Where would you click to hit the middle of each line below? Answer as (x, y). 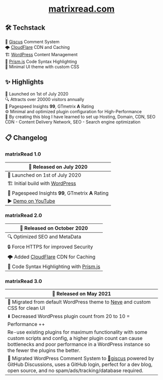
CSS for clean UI (26, 308)
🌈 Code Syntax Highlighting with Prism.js (54, 266)
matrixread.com (81, 9)
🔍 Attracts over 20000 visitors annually (45, 99)
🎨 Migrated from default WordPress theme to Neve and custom (79, 302)
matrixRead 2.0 (24, 216)
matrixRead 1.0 (23, 154)
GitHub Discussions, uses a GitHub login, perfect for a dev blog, (80, 364)
